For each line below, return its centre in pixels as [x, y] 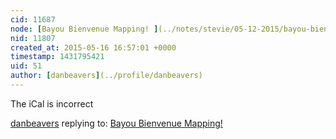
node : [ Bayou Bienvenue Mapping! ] [84, 29]
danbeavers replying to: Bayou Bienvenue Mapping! [116, 123]
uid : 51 [26, 66]
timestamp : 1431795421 [57, 57]
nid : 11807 [33, 38]
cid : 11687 [33, 19]
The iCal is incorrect [52, 103]
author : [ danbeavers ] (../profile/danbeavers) [106, 76]
